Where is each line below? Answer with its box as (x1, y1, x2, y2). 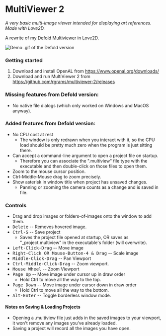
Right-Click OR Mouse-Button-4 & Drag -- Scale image (12, 250, 139, 256)
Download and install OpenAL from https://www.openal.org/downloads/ (12, 68, 159, 74)
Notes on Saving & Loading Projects (5, 304, 81, 310)
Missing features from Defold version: (5, 91, 99, 98)
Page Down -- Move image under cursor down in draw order (12, 282, 137, 288)
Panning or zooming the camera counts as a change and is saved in (19, 184, 159, 190)
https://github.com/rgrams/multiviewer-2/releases (12, 79, 115, 85)
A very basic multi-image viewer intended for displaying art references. (5, 20, 152, 26)
